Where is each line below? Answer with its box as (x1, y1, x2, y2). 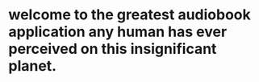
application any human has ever (8, 23, 228, 41)
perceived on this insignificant (8, 40, 217, 58)
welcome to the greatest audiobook (8, 6, 252, 24)
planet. (8, 57, 57, 76)
